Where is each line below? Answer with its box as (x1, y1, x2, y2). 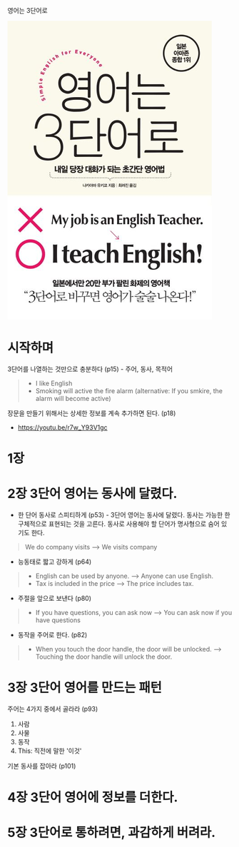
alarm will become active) (35, 394, 111, 402)
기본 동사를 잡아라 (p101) (7, 762, 76, 770)
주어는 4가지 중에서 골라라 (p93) (7, 705, 98, 713)
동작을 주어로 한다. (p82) (17, 631, 88, 639)
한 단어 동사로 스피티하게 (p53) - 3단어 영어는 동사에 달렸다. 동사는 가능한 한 (17, 511, 230, 519)
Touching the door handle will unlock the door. (35, 652, 173, 661)
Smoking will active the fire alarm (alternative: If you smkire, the (35, 386, 223, 395)
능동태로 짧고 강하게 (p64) (17, 557, 92, 566)
